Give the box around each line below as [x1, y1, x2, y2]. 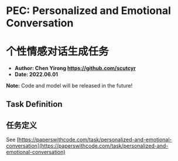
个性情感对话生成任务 [6, 45, 109, 58]
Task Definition [6, 99, 63, 109]
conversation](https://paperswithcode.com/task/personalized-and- [6, 142, 169, 149]
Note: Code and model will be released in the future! [6, 82, 133, 89]
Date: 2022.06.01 [14, 71, 59, 78]
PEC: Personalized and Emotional [6, 4, 171, 17]
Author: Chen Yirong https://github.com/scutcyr [14, 65, 136, 72]
